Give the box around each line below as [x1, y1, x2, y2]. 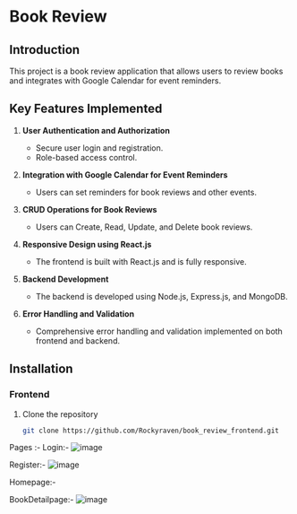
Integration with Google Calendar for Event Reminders [21, 169, 228, 180]
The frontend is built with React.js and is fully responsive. [35, 256, 248, 266]
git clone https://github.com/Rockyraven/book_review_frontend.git [21, 426, 279, 435]
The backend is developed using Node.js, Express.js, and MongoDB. [35, 291, 288, 301]
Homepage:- [9, 477, 56, 488]
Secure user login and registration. [35, 142, 164, 153]
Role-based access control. [35, 152, 138, 162]
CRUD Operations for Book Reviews [21, 204, 157, 214]
